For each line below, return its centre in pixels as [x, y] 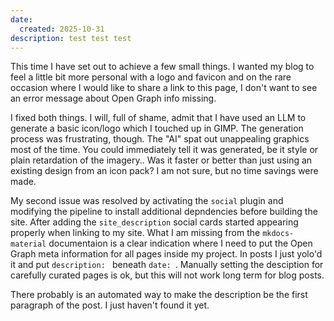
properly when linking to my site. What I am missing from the [135, 233]
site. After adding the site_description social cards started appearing [154, 222]
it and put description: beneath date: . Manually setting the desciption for [167, 265]
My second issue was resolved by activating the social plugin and [147, 201]
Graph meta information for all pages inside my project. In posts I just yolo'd [166, 254]
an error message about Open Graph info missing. [113, 98]
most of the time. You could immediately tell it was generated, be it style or [164, 150]
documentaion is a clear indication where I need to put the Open [180, 243]
